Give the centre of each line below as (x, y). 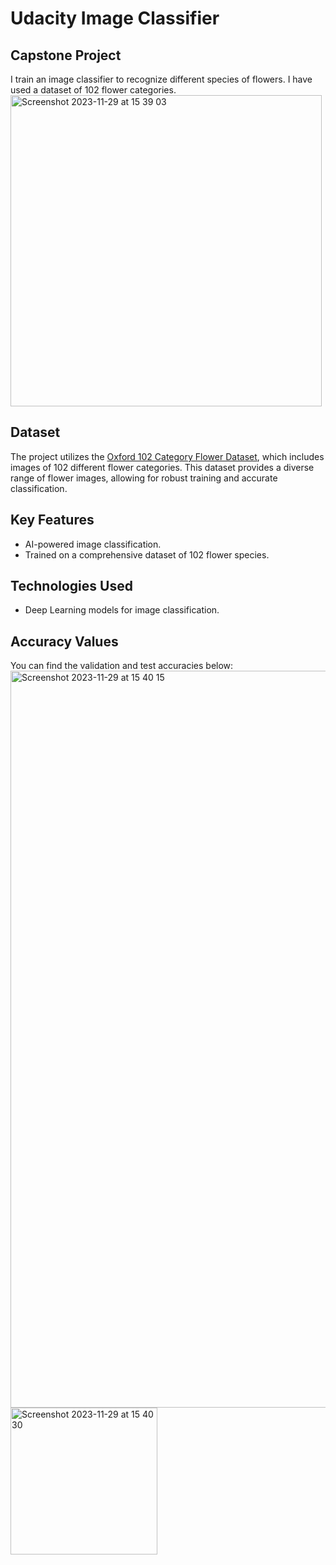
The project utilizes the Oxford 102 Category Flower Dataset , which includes (167, 456)
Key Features (52, 520)
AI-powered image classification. (93, 544)
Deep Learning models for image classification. (122, 610)
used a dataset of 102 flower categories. (93, 90)
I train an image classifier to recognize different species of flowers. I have (161, 79)
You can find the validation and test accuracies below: (122, 666)
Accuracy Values (64, 641)
